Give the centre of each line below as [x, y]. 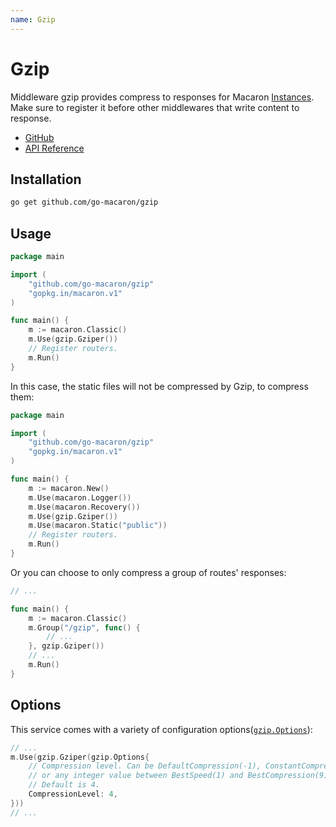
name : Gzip [33, 19]
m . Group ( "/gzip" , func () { [84, 627]
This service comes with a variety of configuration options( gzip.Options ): [161, 729]
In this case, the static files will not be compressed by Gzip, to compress [159, 386]
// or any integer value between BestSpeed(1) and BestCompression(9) [178, 776]
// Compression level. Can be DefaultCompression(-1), [145, 766]
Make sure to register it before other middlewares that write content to [155, 107]
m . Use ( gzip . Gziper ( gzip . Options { [80, 757]
